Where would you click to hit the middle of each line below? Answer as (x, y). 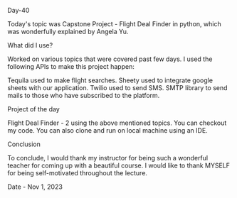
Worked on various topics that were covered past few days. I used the (110, 59)
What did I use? (30, 45)
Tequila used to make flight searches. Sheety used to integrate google (110, 80)
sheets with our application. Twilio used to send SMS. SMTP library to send (117, 88)
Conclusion (24, 144)
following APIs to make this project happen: (71, 66)
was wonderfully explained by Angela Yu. (68, 32)
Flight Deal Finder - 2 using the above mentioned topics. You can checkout (117, 123)
